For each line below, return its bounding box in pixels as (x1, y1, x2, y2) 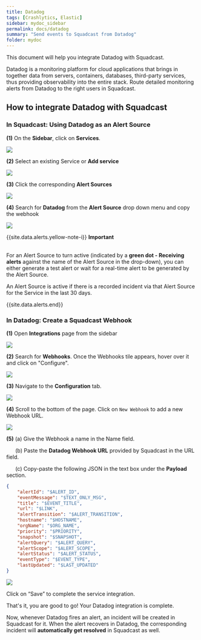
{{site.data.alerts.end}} (6, 301, 64, 308)
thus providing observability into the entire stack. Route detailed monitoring (6, 78, 194, 86)
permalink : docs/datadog (6, 25, 69, 32)
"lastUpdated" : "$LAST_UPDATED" (17, 562, 99, 568)
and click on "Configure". (6, 359, 69, 366)
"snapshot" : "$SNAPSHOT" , (17, 534, 83, 540)
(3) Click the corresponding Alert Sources (6, 180, 112, 188)
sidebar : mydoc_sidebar (6, 20, 67, 26)
